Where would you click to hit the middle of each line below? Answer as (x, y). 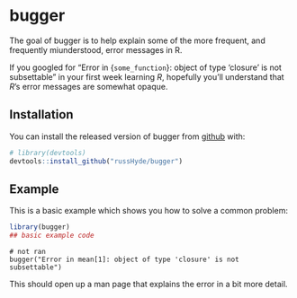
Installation (41, 114)
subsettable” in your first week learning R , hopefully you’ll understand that (147, 76)
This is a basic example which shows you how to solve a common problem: (148, 211)
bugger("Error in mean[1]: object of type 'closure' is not (125, 260)
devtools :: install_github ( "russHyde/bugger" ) (96, 161)
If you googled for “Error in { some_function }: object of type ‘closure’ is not (145, 67)
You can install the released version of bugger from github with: (127, 136)
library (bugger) (40, 227)
